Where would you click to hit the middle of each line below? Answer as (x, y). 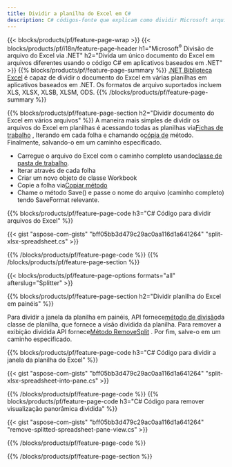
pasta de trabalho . (43, 163)
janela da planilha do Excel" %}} (53, 360)
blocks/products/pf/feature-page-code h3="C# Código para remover (106, 401)
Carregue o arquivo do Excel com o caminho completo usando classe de (119, 156)
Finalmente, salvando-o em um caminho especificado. (85, 143)
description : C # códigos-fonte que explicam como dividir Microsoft (108, 20)
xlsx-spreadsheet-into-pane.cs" (53, 381)
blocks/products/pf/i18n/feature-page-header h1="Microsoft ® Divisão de (110, 48)
